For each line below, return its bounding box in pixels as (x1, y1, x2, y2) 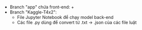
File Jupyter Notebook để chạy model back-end (17, 15, 114, 20)
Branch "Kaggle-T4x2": (9, 9, 57, 15)
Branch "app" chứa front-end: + (9, 4, 74, 10)
